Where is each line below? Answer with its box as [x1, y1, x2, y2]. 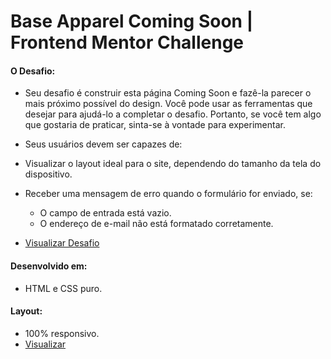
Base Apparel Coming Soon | [10, 10, 254, 33]
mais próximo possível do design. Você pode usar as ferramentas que [24, 98, 313, 110]
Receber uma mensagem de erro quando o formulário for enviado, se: [24, 188, 313, 200]
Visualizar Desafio [24, 237, 100, 249]
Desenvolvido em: [10, 260, 88, 272]
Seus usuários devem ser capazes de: [24, 138, 183, 150]
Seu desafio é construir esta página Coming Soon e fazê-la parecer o [24, 87, 312, 99]
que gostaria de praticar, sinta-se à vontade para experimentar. [24, 119, 286, 131]
